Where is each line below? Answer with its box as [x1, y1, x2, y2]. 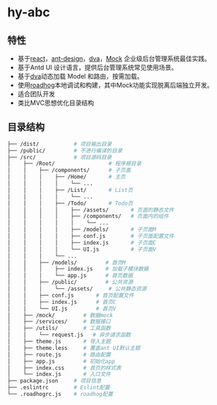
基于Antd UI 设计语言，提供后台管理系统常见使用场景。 [17, 63, 178, 72]
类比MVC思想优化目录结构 [17, 98, 94, 107]
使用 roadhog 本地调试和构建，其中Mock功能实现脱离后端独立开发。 [17, 81, 213, 89]
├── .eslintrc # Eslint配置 [7, 384, 110, 392]
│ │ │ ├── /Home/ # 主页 [7, 173, 126, 181]
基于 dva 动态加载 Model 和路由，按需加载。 [17, 72, 143, 80]
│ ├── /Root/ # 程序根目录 [7, 160, 141, 167]
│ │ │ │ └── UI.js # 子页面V [7, 246, 157, 253]
